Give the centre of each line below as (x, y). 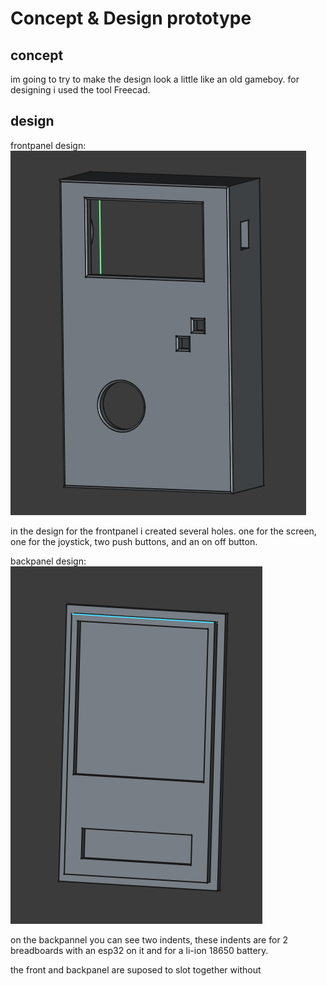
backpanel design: (48, 561)
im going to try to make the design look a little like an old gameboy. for (155, 79)
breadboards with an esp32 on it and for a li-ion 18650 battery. (139, 950)
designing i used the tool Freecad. (80, 90)
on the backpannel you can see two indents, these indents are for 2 (149, 939)
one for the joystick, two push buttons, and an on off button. (134, 541)
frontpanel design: (48, 145)
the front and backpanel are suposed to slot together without (136, 969)
